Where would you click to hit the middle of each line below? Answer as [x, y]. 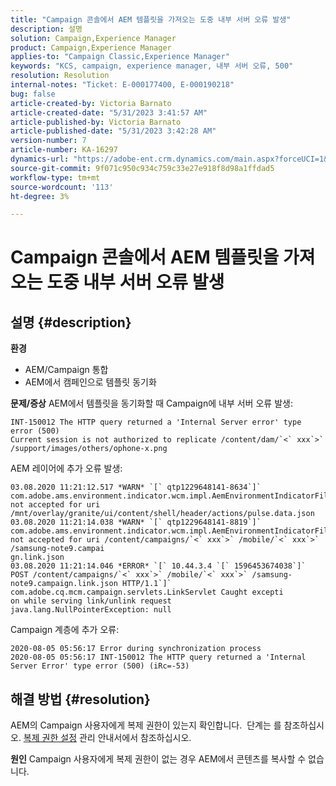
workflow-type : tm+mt [55, 177]
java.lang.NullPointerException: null [91, 610]
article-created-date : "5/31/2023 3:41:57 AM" [109, 112]
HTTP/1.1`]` [146, 584]
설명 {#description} [71, 322]
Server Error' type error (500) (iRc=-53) [100, 666]
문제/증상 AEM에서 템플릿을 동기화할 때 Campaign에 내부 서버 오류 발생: [151, 403]
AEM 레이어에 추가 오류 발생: [66, 468]
